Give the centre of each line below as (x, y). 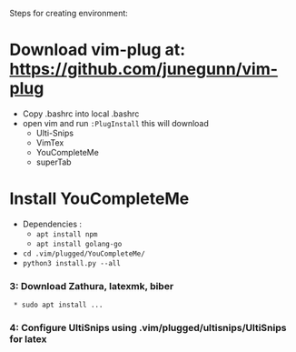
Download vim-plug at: (98, 50)
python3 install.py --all (71, 263)
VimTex (50, 142)
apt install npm (67, 234)
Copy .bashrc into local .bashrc (81, 114)
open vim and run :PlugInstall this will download (115, 123)
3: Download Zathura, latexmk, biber (92, 286)
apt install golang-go (79, 244)
